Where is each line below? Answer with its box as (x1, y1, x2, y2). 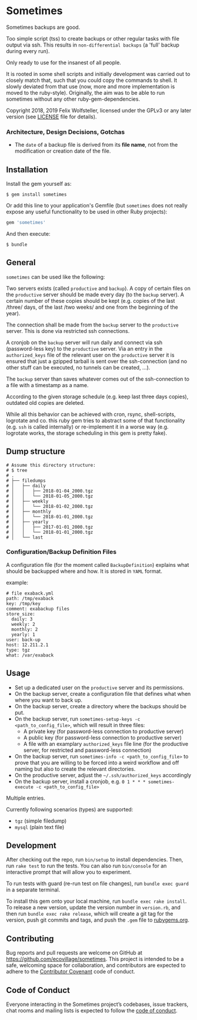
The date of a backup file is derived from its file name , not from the (14, 141, 178, 148)
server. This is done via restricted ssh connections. (6, 327, 130, 334)
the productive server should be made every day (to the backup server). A (6, 291, 184, 298)
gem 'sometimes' (6, 220, 46, 226)
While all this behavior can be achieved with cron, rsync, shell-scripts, (6, 411, 176, 418)
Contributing (6, 933, 54, 943)
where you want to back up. (14, 696, 82, 704)
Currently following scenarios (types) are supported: (6, 806, 133, 813)
